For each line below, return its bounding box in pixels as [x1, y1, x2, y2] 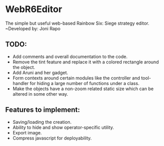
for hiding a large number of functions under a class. [29, 80, 140, 86]
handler [12, 80, 29, 86]
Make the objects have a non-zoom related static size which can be [12, 86, 154, 92]
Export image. [12, 129, 42, 135]
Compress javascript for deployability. [12, 135, 92, 141]
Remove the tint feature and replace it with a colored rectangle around [12, 59, 159, 65]
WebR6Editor [5, 4, 62, 15]
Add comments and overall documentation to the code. [12, 53, 128, 59]
